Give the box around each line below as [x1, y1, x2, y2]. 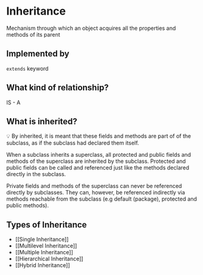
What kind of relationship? [6, 82, 109, 93]
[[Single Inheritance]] [15, 236, 69, 243]
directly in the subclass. [6, 171, 66, 178]
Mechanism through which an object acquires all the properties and [6, 24, 176, 32]
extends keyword [6, 65, 49, 72]
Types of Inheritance [6, 220, 87, 230]
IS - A [6, 99, 21, 106]
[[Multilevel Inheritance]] [15, 242, 77, 249]
